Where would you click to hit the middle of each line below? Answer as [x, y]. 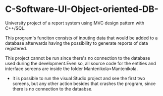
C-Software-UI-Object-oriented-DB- [82, 9]
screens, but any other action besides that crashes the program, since [84, 84]
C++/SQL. [15, 28]
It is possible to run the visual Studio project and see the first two [79, 78]
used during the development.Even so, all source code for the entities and [81, 63]
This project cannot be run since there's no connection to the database [78, 58]
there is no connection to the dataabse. [52, 89]
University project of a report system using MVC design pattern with [75, 23]
